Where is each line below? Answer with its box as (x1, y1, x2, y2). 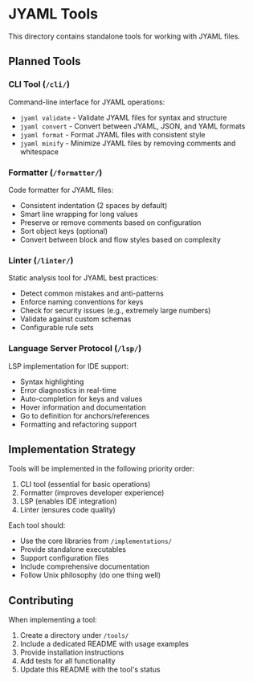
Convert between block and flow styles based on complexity (19, 235, 221, 244)
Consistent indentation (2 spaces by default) (19, 200, 168, 210)
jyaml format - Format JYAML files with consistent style (19, 129, 206, 139)
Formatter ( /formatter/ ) (8, 166, 103, 178)
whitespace (19, 146, 59, 157)
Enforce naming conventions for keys (19, 297, 144, 307)
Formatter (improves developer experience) (19, 488, 165, 498)
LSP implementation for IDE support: (8, 361, 129, 370)
